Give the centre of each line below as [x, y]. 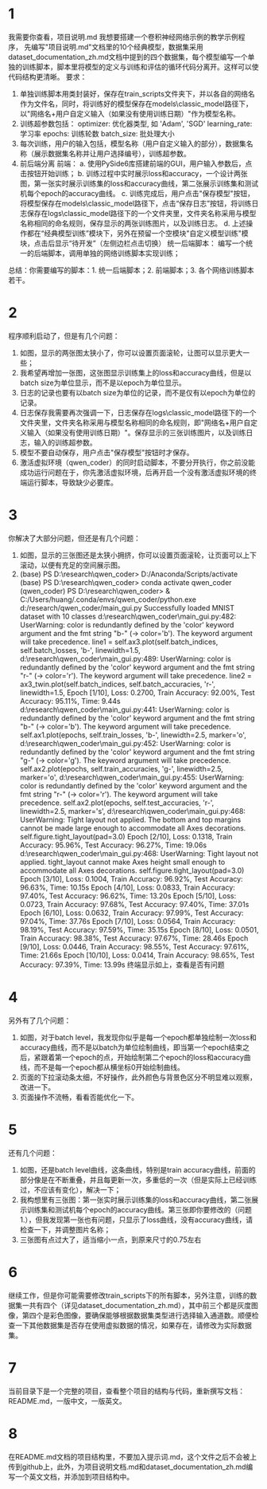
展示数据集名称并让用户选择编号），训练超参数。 [112, 153]
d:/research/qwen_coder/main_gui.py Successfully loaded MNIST [127, 607]
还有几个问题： [33, 1153]
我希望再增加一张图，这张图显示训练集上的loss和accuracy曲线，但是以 [135, 372]
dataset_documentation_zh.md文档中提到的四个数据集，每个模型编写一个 [128, 57]
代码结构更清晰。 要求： [48, 77]
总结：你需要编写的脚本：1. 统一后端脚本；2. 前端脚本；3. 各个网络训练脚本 [131, 270]
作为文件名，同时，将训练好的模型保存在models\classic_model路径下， [136, 104]
